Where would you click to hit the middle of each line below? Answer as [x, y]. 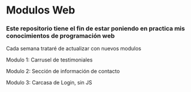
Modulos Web [41, 10]
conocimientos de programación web [61, 36]
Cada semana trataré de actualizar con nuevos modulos [74, 49]
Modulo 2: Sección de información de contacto [63, 71]
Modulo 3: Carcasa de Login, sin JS [49, 83]
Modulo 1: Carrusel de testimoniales [49, 60]
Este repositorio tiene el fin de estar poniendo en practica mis [95, 29]
